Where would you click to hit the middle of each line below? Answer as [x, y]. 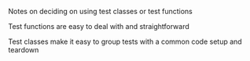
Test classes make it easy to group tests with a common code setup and [125, 41]
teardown [24, 50]
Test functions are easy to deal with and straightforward [99, 26]
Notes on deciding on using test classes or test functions [100, 11]
